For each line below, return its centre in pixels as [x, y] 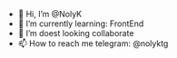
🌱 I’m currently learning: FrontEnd [81, 24]
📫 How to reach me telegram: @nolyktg [93, 43]
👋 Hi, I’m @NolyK [50, 14]
